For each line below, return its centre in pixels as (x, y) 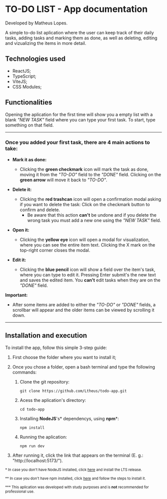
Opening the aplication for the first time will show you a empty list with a (79, 114)
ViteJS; (20, 81)
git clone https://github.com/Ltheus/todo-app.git (73, 391)
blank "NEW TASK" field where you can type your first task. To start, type (80, 120)
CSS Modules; (27, 87)
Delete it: (22, 189)
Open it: (21, 230)
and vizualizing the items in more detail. (46, 43)
